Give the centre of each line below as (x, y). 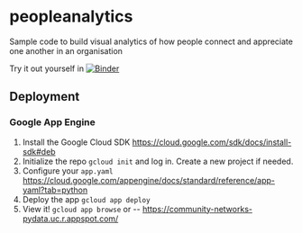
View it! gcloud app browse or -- (82, 209)
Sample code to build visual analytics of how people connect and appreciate (151, 41)
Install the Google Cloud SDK (76, 142)
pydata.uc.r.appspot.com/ (70, 219)
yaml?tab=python (55, 190)
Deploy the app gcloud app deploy (86, 199)
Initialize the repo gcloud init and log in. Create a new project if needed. (158, 161)
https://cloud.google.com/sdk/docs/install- (212, 142)
